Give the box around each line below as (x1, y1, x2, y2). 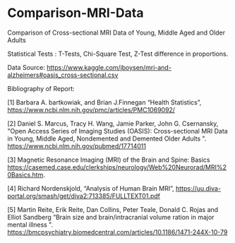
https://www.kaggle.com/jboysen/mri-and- (47, 63, 171, 71)
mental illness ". (7, 220, 54, 229)
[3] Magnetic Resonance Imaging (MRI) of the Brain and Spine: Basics (7, 155, 210, 164)
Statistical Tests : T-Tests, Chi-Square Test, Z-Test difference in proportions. (7, 49, 229, 58)
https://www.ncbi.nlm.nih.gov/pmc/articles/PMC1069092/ (7, 105, 175, 114)
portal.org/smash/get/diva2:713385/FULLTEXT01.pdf (7, 191, 161, 200)
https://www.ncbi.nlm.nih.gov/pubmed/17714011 (7, 141, 147, 150)
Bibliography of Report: (7, 84, 76, 93)
